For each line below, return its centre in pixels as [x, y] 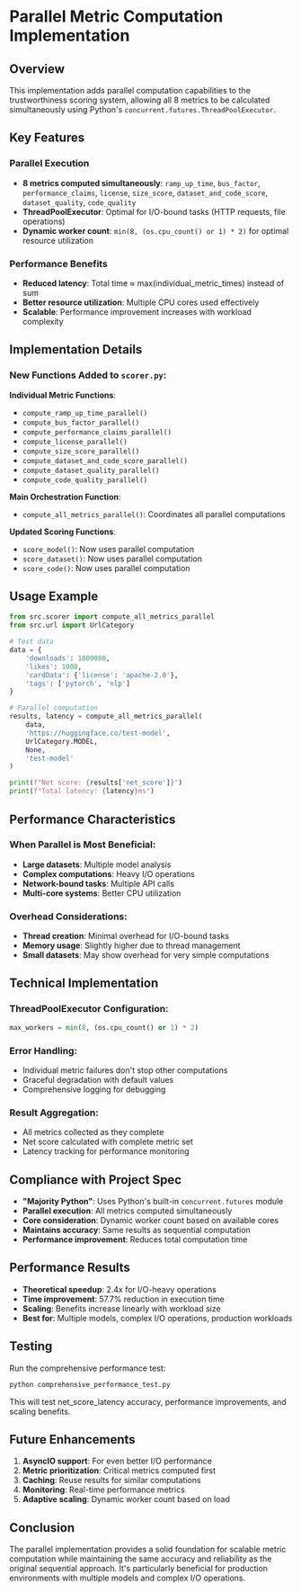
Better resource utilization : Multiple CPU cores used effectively [141, 302]
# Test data [31, 642]
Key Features [47, 138]
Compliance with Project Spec [96, 1180]
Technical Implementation [84, 984]
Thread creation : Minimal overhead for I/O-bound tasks [126, 936]
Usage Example [54, 597]
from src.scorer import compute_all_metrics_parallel [112, 617]
